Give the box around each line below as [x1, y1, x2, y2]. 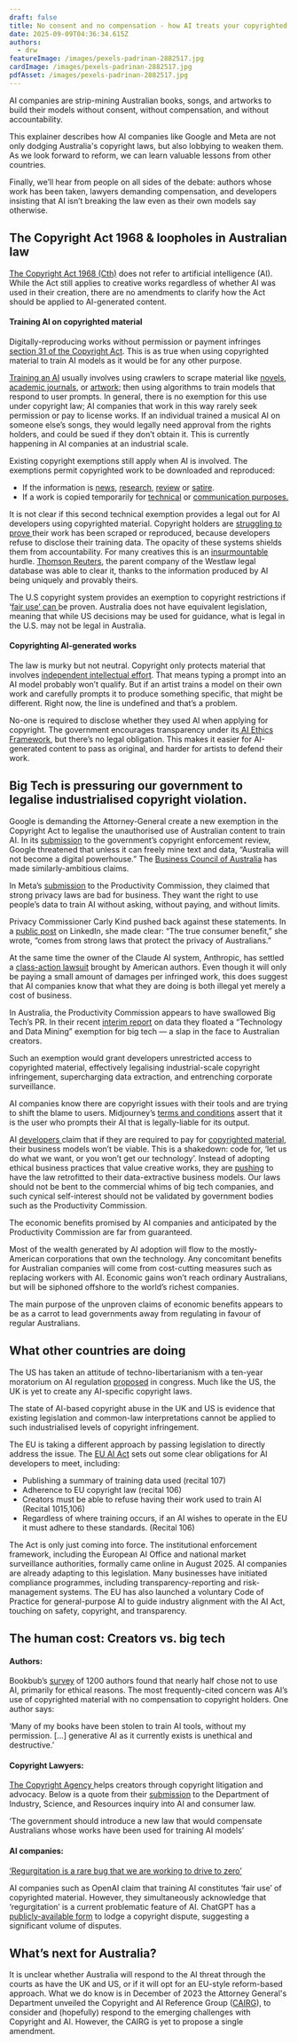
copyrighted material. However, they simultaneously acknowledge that [9, 1891, 267, 1903]
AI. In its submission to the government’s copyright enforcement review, [9, 835, 271, 845]
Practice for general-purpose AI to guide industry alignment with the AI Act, [9, 1596, 286, 1607]
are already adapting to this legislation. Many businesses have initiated [9, 1568, 268, 1578]
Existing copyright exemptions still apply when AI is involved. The [9, 455, 248, 466]
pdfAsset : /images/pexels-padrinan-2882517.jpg [9, 71, 189, 80]
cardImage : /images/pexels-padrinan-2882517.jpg [9, 63, 192, 72]
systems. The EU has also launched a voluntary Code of [59, 1586, 264, 1597]
